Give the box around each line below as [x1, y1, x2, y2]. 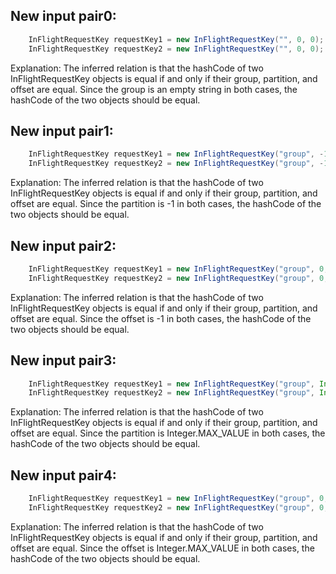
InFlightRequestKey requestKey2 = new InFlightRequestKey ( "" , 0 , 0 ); [28, 44, 325, 54]
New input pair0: [10, 8, 117, 25]
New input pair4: [10, 467, 117, 484]
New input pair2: [10, 237, 117, 254]
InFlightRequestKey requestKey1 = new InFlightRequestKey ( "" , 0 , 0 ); [28, 34, 325, 44]
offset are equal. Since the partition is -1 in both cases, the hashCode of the [10, 198, 322, 210]
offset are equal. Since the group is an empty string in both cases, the [10, 83, 298, 95]
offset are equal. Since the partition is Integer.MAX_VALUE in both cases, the [10, 427, 326, 439]
